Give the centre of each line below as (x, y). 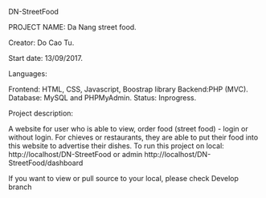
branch (20, 187)
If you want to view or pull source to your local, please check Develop (124, 178)
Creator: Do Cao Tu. (41, 42)
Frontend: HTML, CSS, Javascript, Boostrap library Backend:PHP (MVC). (129, 89)
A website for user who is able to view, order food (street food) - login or (128, 129)
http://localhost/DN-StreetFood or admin (76, 154)
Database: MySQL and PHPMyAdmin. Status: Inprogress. (102, 98)
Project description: (41, 113)
